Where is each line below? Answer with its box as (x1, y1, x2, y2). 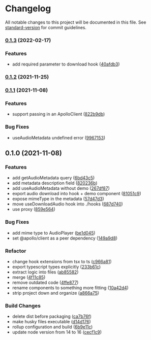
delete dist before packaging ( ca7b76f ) (12, 313, 92, 319)
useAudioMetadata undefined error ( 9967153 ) (12, 135, 106, 140)
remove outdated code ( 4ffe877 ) (12, 279, 79, 285)
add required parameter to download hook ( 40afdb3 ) (12, 61, 120, 67)
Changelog (5, 3, 51, 14)
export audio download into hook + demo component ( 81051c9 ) (12, 191, 142, 197)
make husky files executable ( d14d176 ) (12, 319, 91, 325)
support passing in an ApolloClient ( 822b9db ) (12, 111, 105, 117)
